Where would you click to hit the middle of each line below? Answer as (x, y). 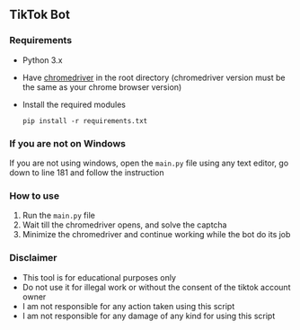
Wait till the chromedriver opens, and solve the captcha (124, 225)
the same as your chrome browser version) (102, 87)
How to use (35, 195)
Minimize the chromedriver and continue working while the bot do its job (156, 235)
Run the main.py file (59, 216)
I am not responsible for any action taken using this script (128, 306)
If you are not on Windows (67, 143)
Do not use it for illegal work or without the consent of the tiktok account (156, 287)
